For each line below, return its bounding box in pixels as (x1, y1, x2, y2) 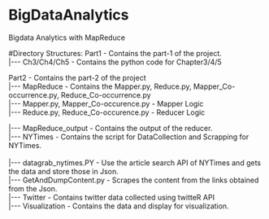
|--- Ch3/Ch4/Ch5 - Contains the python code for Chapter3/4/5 (8, 57, 222, 67)
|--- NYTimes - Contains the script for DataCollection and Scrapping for (8, 132, 249, 142)
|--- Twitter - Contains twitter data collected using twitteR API (8, 192, 215, 202)
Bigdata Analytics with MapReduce (8, 33, 126, 42)
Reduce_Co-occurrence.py (60, 90, 152, 99)
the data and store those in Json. (8, 166, 119, 176)
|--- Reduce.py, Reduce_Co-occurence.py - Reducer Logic (8, 107, 206, 117)
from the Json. (8, 183, 58, 193)
